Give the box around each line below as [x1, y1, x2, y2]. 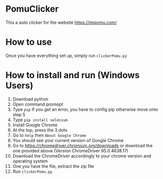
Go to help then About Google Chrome [12, 132, 87, 138]
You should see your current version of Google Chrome [12, 137, 124, 143]
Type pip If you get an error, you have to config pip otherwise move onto [12, 106, 159, 112]
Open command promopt [12, 101, 63, 107]
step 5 [12, 111, 26, 117]
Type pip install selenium [12, 117, 68, 123]
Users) [5, 80, 34, 91]
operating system [12, 158, 48, 164]
